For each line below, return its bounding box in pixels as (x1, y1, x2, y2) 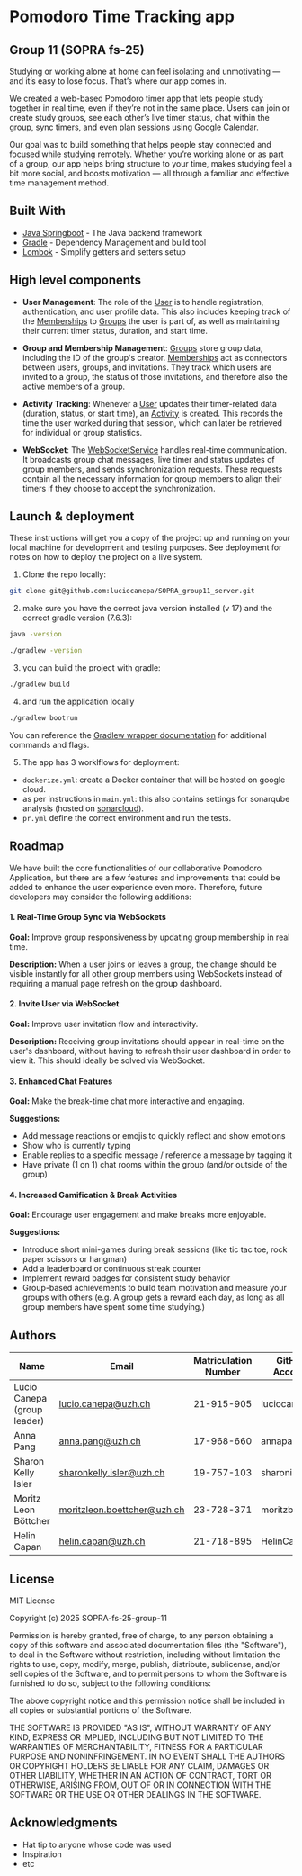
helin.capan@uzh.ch (58, 1535, 146, 1547)
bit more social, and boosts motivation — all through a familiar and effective (9, 168, 289, 178)
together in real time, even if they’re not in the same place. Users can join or (9, 103, 290, 113)
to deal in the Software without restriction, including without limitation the (9, 1649, 280, 1660)
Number (205, 1366, 241, 1378)
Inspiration (22, 1848, 62, 1860)
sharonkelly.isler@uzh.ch (58, 1466, 165, 1479)
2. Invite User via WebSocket (9, 998, 120, 1009)
